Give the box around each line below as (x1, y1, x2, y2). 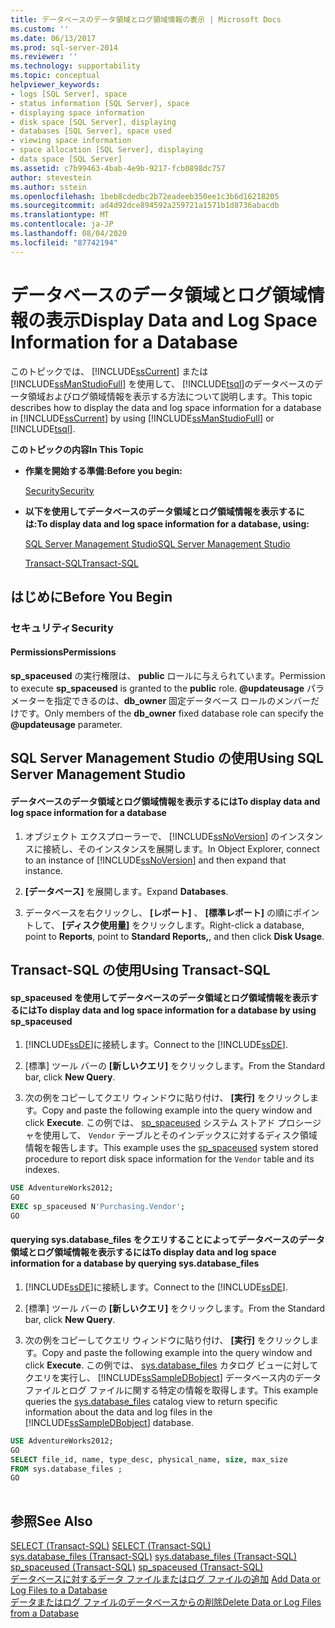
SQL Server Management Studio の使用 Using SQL (10, 750, 324, 767)
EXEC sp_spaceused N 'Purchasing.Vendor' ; (10, 1202, 186, 1212)
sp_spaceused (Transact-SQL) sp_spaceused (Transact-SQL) (10, 1561, 264, 1573)
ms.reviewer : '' (10, 52, 78, 62)
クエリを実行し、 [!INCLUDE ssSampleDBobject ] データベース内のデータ (24, 1371, 322, 1383)
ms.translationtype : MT (10, 210, 110, 220)
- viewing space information (10, 136, 132, 146)
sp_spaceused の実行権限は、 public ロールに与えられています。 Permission (10, 670, 326, 682)
